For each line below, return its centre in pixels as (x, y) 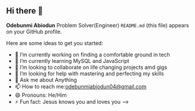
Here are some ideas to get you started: (55, 43)
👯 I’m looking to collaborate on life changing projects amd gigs (91, 67)
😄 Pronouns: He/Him (41, 95)
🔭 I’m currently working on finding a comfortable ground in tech (92, 55)
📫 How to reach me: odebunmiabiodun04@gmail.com (81, 86)
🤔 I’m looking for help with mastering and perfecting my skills (89, 73)
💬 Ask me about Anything (46, 80)
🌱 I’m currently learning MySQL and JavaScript (72, 61)
